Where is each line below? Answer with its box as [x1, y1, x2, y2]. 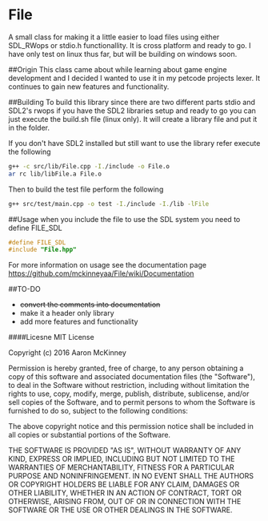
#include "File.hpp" [8, 246, 78, 254]
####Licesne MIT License [8, 333, 94, 342]
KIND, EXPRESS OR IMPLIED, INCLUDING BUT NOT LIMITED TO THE [8, 454, 235, 464]
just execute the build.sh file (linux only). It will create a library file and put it [8, 114, 258, 123]
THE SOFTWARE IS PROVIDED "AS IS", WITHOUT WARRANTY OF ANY [8, 446, 242, 455]
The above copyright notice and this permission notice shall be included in [8, 422, 254, 431]
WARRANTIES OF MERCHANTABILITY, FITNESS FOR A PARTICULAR [8, 462, 234, 472]
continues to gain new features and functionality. [8, 82, 170, 91]
